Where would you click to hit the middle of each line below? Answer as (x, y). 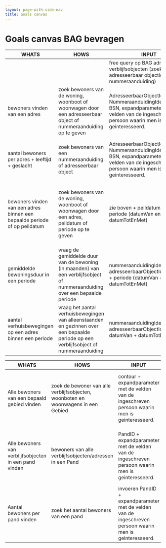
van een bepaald (27, 398)
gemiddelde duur (78, 256)
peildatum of (73, 223)
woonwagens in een (74, 404)
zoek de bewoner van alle (81, 386)
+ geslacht (20, 165)
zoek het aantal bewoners (81, 510)
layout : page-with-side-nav (34, 10)
